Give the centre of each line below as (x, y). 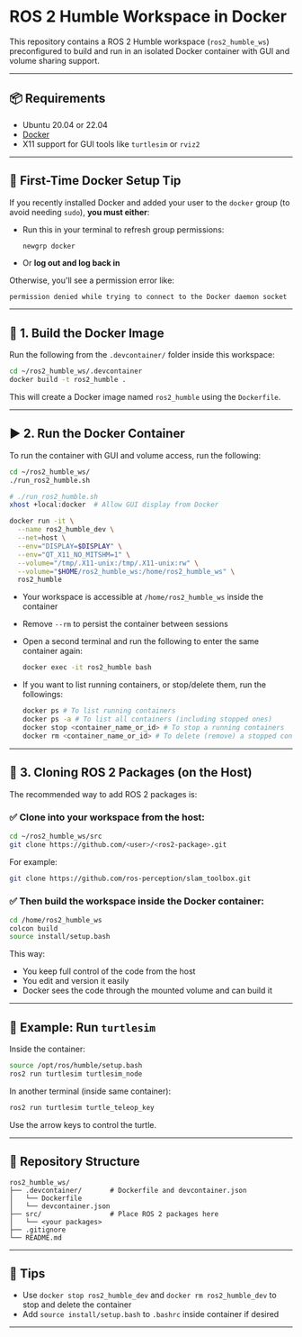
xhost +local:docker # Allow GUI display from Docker (114, 505)
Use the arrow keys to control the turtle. (83, 1124)
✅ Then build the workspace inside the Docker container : (137, 901)
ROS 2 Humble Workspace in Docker (148, 17)
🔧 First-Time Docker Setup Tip (95, 181)
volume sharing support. (55, 60)
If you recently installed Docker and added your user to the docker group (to (150, 202)
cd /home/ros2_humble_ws (56, 920)
